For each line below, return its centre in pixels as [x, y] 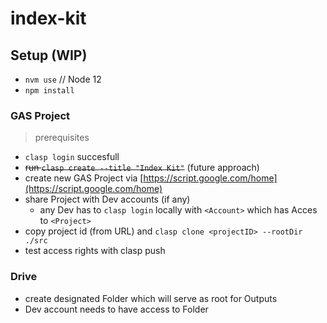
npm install [49, 91]
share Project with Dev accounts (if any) [107, 199]
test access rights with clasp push [95, 251]
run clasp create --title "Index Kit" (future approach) [142, 168]
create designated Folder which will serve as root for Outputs [151, 298]
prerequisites [62, 138]
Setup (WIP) [49, 55]
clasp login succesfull [72, 157]
